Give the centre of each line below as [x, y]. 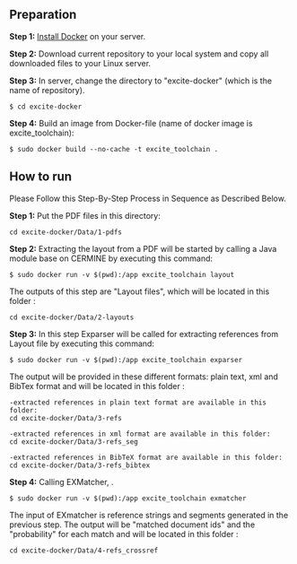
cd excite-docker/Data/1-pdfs [66, 232]
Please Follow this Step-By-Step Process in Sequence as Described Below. [148, 198]
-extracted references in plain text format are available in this [138, 403]
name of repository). [47, 90]
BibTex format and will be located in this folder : [97, 386]
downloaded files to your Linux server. [80, 63]
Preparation [43, 15]
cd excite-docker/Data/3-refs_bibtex [80, 465]
